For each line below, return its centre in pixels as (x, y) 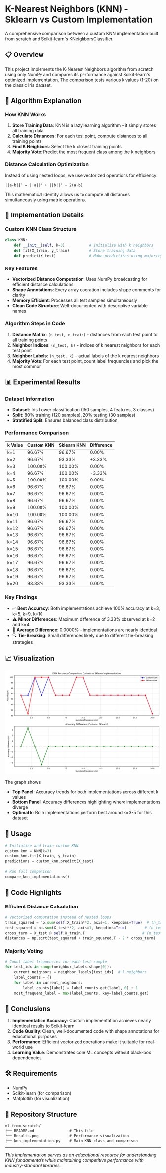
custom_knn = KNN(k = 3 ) (28, 851)
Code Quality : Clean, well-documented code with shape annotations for (86, 1031)
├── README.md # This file (49, 1131)
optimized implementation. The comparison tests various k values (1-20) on (82, 80)
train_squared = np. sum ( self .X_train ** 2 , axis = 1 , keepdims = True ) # (77, 922)
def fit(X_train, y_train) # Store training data (75, 251)
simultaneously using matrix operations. (46, 200)
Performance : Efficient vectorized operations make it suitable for (79, 1042)
